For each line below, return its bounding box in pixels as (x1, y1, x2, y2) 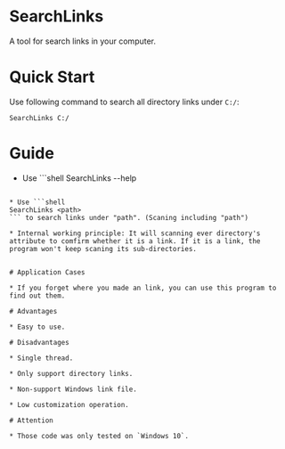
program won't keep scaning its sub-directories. (9, 244, 198, 253)
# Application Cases (9, 267, 86, 277)
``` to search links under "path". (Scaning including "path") (9, 213, 249, 222)
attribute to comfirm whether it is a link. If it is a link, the (9, 236, 261, 246)
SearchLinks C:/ (9, 113, 69, 122)
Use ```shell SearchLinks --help (21, 172, 137, 184)
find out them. (9, 291, 66, 300)
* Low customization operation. (9, 400, 129, 409)
